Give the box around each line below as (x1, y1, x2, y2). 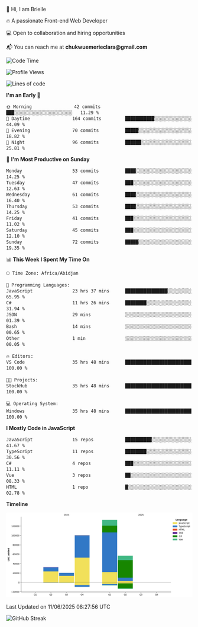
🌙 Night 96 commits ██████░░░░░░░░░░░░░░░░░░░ (6, 139, 192, 145)
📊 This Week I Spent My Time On (6, 256, 90, 263)
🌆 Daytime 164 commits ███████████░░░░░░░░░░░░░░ (6, 116, 192, 122)
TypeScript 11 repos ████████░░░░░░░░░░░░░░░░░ (6, 448, 192, 454)
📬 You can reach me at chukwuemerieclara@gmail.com (6, 43, 148, 50)
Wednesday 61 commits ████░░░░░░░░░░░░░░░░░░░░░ (6, 192, 192, 198)
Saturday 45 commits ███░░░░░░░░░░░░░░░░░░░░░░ (6, 227, 192, 233)
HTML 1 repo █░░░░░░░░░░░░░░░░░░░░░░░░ (6, 484, 192, 490)
